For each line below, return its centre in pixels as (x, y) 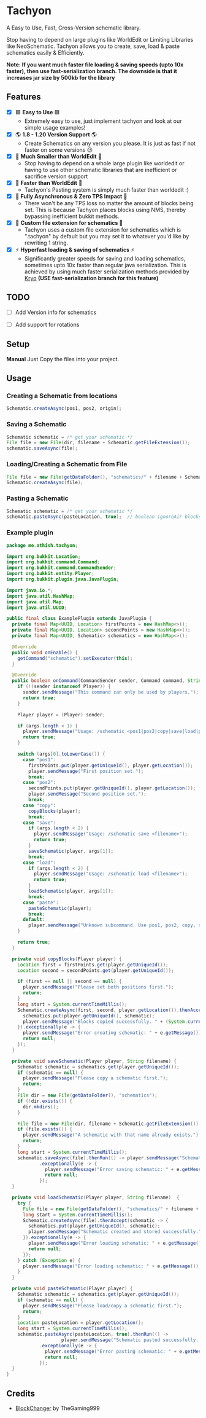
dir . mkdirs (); (41, 1107)
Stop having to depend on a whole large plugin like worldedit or (104, 163)
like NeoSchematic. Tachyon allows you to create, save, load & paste (93, 46)
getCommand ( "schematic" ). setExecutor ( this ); (75, 658)
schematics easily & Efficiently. (45, 52)
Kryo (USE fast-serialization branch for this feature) (91, 278)
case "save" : (39, 823)
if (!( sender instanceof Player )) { (64, 687)
